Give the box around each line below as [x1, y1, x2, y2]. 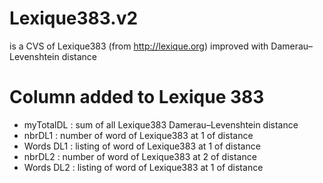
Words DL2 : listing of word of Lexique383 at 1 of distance [23, 161, 264, 173]
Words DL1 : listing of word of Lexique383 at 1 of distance [23, 140, 261, 152]
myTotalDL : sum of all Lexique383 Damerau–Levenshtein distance [23, 118, 299, 131]
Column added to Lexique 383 [9, 86, 265, 109]
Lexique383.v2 [9, 7, 139, 30]
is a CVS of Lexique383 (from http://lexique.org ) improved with [9, 40, 269, 52]
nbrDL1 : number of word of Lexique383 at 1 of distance [23, 129, 254, 141]
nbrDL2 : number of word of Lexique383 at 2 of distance [23, 150, 257, 162]
